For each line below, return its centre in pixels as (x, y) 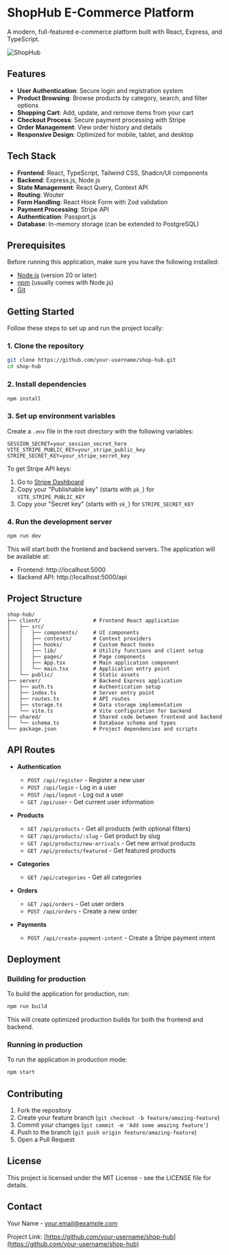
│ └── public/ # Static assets (73, 675)
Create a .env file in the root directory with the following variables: (100, 431)
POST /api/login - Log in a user (72, 787)
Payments (32, 924)
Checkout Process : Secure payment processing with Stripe (101, 120)
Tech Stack (32, 156)
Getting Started (41, 311)
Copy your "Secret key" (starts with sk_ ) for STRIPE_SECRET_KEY (105, 504)
